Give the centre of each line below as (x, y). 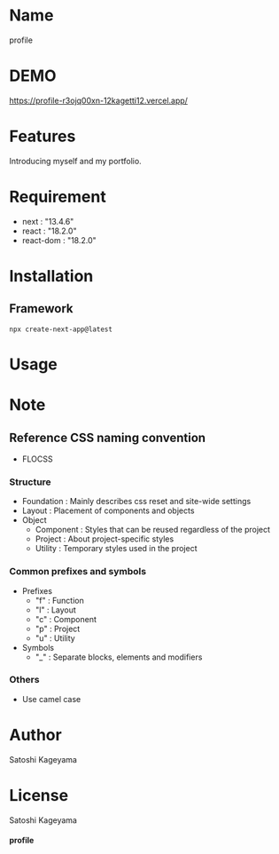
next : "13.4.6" (48, 221)
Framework (41, 308)
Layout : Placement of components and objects (108, 510)
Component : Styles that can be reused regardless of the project (153, 530)
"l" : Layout (56, 610)
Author (35, 735)
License (39, 795)
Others (24, 680)
